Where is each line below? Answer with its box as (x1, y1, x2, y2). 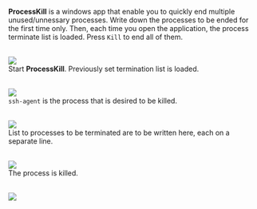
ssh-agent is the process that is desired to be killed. (8, 96, 178, 105)
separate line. (8, 136, 53, 146)
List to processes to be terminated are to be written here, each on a (8, 128, 230, 137)
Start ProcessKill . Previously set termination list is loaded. (8, 64, 200, 73)
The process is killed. (8, 168, 78, 178)
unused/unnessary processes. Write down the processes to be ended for (8, 15, 249, 25)
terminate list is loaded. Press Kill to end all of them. (8, 32, 184, 41)
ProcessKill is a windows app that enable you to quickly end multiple (8, 7, 235, 16)
